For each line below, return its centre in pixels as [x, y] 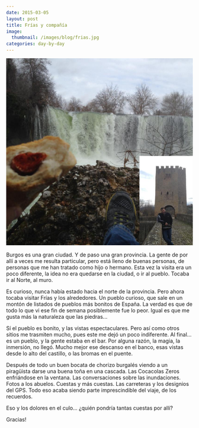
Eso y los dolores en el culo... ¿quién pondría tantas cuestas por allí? [90, 408]
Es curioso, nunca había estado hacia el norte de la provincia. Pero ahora [95, 291]
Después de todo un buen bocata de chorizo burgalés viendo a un [87, 365]
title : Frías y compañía [37, 25]
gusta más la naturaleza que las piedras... [57, 317]
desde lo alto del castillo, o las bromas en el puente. [70, 354]
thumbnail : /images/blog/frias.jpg [55, 38]
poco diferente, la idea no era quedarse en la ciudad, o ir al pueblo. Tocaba [98, 274]
